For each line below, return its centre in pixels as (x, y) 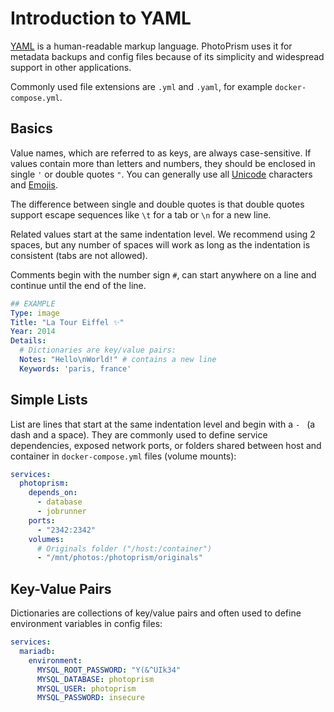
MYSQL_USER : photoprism (86, 688)
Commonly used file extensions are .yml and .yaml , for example (141, 86)
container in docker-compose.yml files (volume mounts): (123, 456)
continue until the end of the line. (78, 285)
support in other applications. (71, 67)
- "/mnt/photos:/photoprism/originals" (119, 558)
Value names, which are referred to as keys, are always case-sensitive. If (161, 153)
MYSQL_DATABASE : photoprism (95, 679)
